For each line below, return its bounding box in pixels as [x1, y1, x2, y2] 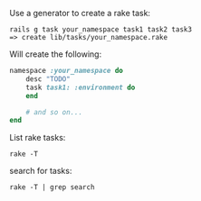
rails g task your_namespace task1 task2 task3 [9, 25, 193, 34]
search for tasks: [9, 166, 72, 177]
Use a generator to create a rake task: [9, 8, 151, 18]
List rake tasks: [9, 132, 66, 143]
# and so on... [25, 107, 83, 116]
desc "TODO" [25, 74, 71, 84]
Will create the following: [9, 49, 102, 59]
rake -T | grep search [9, 183, 95, 192]
